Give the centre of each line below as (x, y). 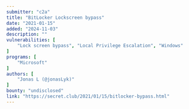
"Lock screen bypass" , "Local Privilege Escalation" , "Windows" (100, 46)
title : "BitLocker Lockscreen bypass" (55, 18)
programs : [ (21, 57)
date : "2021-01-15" (31, 23)
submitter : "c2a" (28, 12)
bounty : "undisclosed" (35, 91)
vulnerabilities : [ (31, 40)
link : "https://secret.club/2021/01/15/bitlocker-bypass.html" (88, 96)
